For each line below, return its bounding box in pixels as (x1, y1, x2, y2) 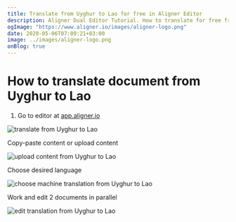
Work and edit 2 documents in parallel (7, 192, 117, 201)
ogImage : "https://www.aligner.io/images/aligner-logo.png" (7, 23, 188, 30)
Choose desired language (7, 166, 82, 174)
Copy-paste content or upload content (7, 138, 119, 147)
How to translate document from (7, 73, 201, 89)
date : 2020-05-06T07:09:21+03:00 (7, 30, 105, 37)
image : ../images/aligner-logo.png (7, 37, 112, 44)
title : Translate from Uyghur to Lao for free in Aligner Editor (7, 10, 202, 18)
